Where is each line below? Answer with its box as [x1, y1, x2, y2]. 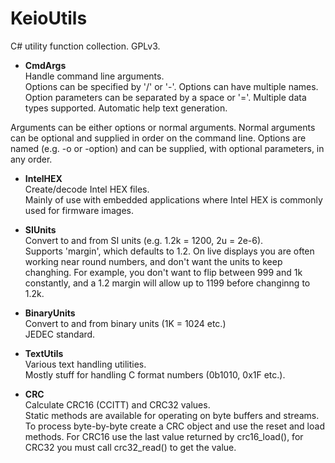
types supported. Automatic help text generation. [24, 102, 228, 114]
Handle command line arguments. [24, 70, 165, 82]
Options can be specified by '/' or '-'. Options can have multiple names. [24, 80, 319, 92]
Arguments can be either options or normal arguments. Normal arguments [10, 121, 316, 133]
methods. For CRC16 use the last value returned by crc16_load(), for [24, 430, 304, 442]
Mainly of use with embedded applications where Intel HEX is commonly [24, 193, 323, 206]
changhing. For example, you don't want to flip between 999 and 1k [24, 266, 303, 278]
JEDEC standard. [24, 328, 96, 340]
